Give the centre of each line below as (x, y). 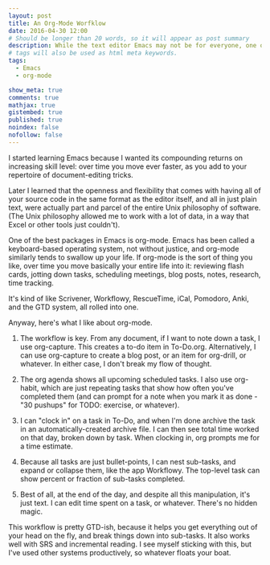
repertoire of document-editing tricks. (71, 174)
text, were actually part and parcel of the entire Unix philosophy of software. (135, 207)
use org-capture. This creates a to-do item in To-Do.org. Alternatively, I (138, 346)
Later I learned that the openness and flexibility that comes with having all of (135, 190)
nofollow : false (35, 135)
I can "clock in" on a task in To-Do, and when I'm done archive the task (137, 420)
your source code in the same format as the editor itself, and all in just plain (133, 199)
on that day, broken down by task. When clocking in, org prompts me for (139, 437)
